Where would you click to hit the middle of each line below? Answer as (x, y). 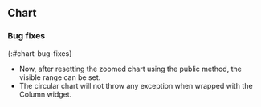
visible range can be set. (60, 77)
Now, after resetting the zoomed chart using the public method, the (130, 69)
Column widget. (45, 94)
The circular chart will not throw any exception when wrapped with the (136, 85)
